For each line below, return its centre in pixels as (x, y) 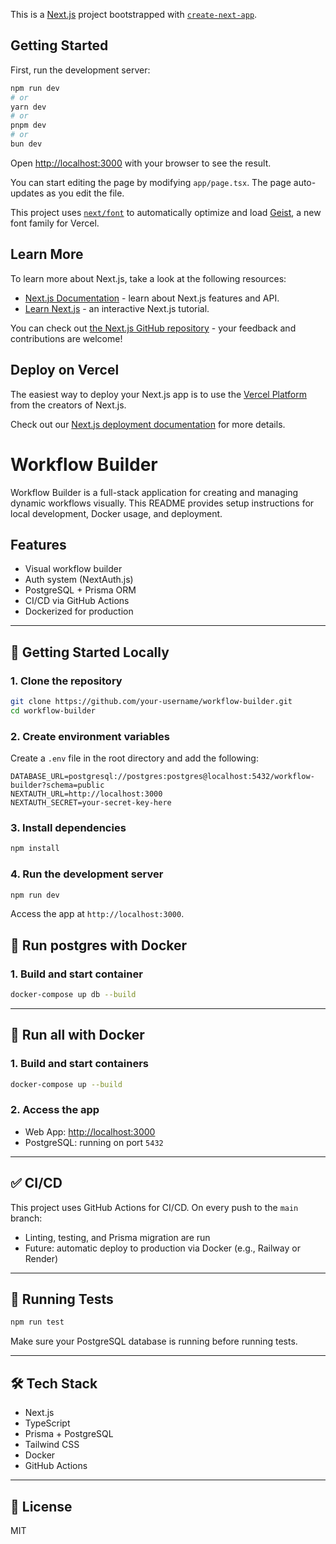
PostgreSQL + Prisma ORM (80, 590)
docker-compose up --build (66, 1084)
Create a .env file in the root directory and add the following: (134, 758)
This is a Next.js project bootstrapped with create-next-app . (134, 14)
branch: (26, 1218)
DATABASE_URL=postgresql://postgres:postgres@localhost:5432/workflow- (162, 777)
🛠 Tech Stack (54, 1383)
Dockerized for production (79, 611)
